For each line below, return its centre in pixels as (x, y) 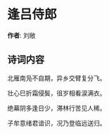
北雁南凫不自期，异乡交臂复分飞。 (57, 78)
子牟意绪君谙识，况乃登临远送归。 (57, 123)
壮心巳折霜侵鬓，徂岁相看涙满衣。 (57, 93)
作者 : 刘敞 (21, 35)
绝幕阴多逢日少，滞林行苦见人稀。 (57, 108)
